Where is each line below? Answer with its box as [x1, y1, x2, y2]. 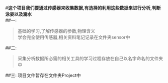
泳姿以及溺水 [5, 11, 32, 17]
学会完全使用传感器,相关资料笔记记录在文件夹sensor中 [17, 34, 130, 40]
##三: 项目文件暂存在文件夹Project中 [5, 72, 81, 78]
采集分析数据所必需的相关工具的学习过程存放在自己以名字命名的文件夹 [17, 55, 163, 61]
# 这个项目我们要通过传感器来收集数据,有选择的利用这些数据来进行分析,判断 [5, 5, 161, 10]
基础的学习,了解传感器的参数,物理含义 [17, 28, 96, 34]
